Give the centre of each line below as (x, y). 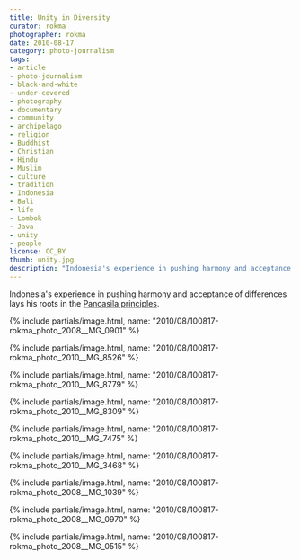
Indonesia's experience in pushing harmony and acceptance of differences (148, 294)
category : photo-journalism (62, 51)
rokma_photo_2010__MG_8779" (67, 384)
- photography (36, 101)
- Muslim (26, 168)
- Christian (31, 151)
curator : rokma (38, 26)
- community (31, 118)
